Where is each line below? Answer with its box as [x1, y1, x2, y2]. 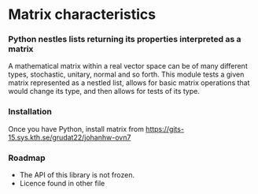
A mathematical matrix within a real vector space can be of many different [8, 62, 248, 71]
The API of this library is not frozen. [19, 170, 135, 180]
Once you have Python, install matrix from [8, 124, 144, 133]
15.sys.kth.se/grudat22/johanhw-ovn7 [8, 132, 131, 142]
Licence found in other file [19, 179, 105, 188]
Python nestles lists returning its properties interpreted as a [8, 34, 241, 45]
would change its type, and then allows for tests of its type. [8, 87, 201, 96]
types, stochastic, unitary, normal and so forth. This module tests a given [8, 69, 245, 80]
